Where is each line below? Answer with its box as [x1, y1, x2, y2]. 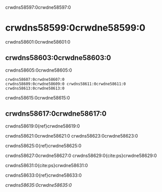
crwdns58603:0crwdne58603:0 [5, 53, 111, 62]
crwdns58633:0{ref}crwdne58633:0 [5, 172, 82, 178]
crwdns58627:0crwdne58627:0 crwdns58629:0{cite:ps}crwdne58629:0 [5, 152, 157, 158]
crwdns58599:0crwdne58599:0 [5, 22, 146, 34]
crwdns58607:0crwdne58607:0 [5, 77, 65, 82]
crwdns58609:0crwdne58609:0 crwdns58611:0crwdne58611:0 [5, 81, 126, 86]
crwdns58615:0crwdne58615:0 [5, 94, 70, 101]
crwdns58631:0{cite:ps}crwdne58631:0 [5, 162, 88, 168]
